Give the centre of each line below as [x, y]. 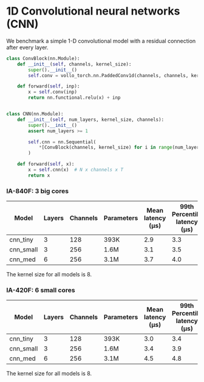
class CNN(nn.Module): [35, 114]
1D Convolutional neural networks [93, 11]
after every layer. [27, 47]
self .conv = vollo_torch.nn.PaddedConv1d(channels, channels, [108, 75]
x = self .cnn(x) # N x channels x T [76, 170]
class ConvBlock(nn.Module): [43, 58]
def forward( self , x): [46, 164]
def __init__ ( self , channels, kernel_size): [74, 64]
